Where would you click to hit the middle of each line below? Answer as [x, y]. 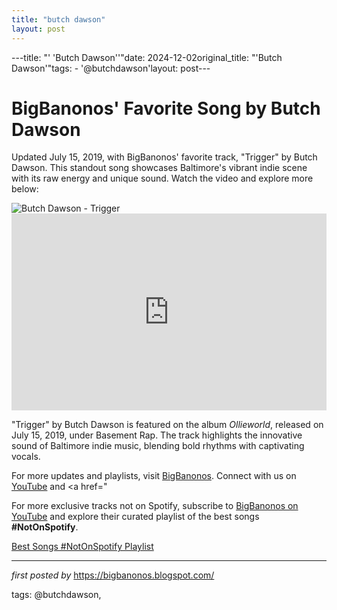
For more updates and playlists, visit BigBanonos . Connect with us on [154, 476]
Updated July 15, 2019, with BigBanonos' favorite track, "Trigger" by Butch [164, 157]
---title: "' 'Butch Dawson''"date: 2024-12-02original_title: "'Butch [147, 57]
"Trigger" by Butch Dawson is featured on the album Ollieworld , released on [167, 425]
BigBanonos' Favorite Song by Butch [166, 108]
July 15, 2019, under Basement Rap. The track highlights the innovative [157, 435]
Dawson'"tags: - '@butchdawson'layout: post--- [111, 68]
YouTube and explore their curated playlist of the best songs [135, 517]
